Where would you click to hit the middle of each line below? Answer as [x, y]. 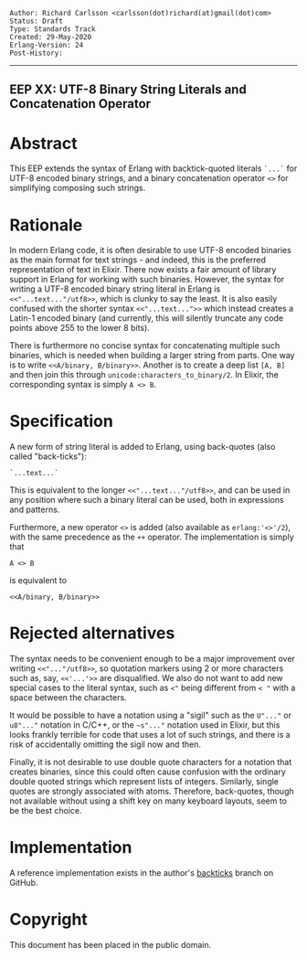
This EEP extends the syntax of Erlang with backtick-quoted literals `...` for [153, 168]
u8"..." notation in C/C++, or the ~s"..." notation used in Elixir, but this [145, 725]
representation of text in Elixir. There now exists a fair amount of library [143, 270]
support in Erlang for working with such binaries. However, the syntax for [147, 280]
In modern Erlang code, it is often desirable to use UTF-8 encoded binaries [151, 250]
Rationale [46, 225]
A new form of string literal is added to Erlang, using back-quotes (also [143, 447]
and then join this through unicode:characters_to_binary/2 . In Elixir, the [144, 375]
